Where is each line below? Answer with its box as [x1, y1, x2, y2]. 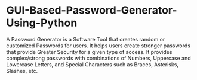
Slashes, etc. [6, 67, 38, 74]
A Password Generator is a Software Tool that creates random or [6, 36, 165, 43]
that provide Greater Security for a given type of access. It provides [6, 48, 173, 55]
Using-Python [6, 16, 78, 30]
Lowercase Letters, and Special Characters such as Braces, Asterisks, [6, 60, 179, 68]
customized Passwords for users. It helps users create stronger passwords [6, 42, 191, 49]
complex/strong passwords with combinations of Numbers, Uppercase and [6, 55, 191, 62]
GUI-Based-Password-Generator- [6, 4, 177, 17]
